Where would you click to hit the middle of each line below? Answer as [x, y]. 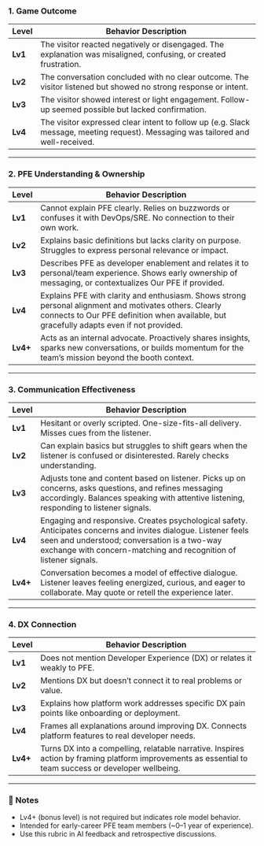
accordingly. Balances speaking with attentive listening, [143, 498]
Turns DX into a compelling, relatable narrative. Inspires [143, 748]
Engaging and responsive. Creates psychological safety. [144, 520]
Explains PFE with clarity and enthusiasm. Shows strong [143, 295]
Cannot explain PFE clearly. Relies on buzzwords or [135, 208]
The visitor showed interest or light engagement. [130, 100]
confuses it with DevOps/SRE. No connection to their [137, 217]
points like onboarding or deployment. [110, 713]
